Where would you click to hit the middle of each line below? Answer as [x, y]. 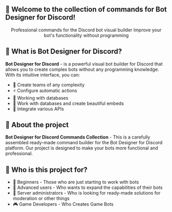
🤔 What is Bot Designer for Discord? [64, 52]
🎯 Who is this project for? [46, 170]
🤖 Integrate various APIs [38, 109]
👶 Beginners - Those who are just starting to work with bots [76, 182]
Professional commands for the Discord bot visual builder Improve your [86, 30]
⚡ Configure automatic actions [45, 90]
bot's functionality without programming [86, 35]
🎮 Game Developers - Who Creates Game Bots [63, 204]
